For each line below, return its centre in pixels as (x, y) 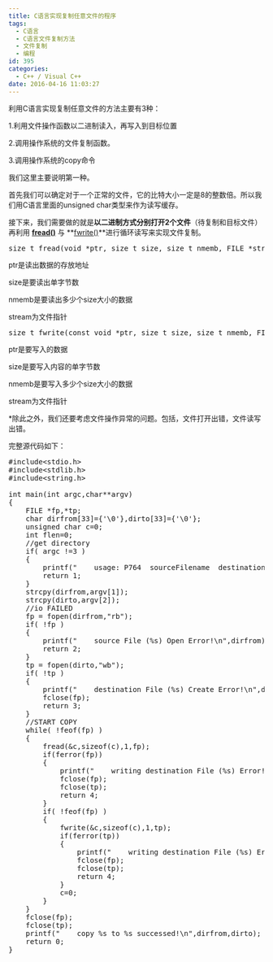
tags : (17, 24)
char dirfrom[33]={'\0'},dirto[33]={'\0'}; (113, 518)
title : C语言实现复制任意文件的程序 (62, 16)
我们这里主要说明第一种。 (51, 177)
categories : (28, 69)
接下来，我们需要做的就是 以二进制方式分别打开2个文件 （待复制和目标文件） (135, 222)
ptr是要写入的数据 (38, 349)
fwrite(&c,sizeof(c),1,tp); (116, 827)
